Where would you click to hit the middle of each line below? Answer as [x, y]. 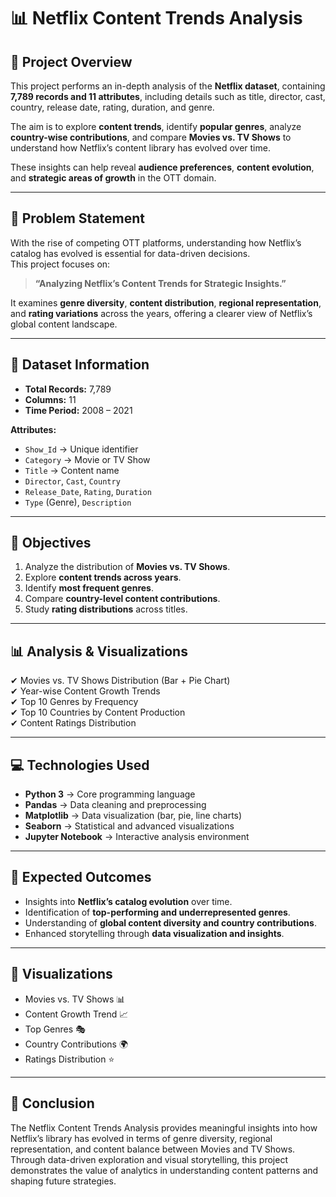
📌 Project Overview [71, 61]
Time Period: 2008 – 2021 [78, 410]
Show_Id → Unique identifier [81, 449]
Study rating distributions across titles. [106, 609]
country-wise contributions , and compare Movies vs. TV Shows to [151, 137]
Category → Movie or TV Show [87, 459]
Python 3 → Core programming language [110, 794]
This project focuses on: [60, 264]
